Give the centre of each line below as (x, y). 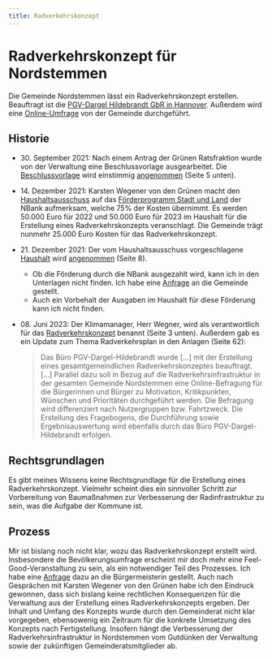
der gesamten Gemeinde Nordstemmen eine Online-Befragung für (151, 383)
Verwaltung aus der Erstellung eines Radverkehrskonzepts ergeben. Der (129, 603)
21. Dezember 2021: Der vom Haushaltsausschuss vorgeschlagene (132, 250)
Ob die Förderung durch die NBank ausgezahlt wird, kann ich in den (146, 274)
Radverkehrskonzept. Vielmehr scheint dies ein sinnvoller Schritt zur (123, 489)
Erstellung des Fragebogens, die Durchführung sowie (130, 418)
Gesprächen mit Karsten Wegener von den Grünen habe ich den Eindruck (131, 586)
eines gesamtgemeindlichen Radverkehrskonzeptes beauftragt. (147, 366)
